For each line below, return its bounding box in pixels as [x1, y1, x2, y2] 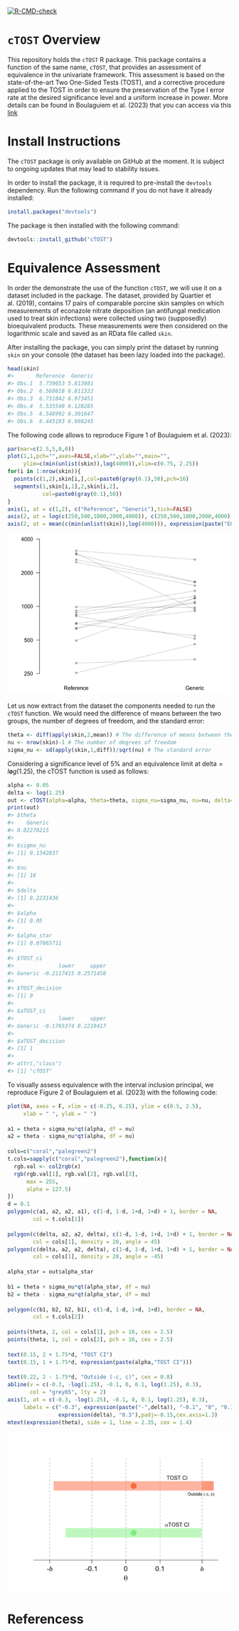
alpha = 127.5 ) [26, 1185, 72, 1193]
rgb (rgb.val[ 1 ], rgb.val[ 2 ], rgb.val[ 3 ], [14, 1170, 139, 1177]
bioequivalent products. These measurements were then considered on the [7, 321, 228, 330]
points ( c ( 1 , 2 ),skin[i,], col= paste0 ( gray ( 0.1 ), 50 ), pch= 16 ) [14, 475, 190, 483]
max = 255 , [26, 1178, 59, 1185]
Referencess [7, 1611, 84, 1627]
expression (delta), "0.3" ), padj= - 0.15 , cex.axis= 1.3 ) [58, 1411, 218, 1418]
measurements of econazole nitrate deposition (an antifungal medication [7, 306, 221, 315]
